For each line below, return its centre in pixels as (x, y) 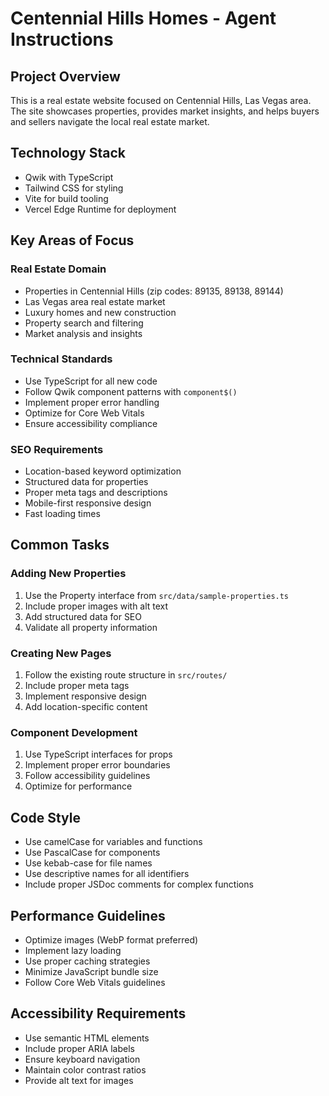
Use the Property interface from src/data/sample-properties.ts (157, 595)
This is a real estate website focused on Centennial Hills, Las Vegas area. (161, 100)
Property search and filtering (84, 323)
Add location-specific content (86, 707)
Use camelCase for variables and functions (113, 842)
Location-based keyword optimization (103, 471)
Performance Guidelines (88, 915)
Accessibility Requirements (98, 1013)
